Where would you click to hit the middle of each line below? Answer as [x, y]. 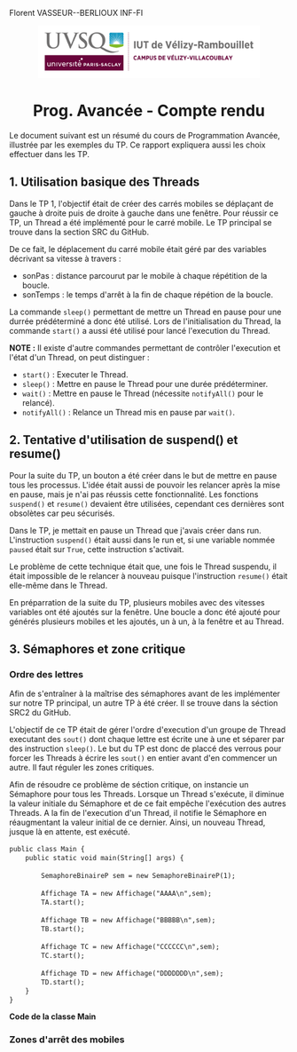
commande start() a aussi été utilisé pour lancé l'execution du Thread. [140, 330]
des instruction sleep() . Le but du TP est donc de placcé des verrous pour [145, 748]
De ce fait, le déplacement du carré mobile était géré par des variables [138, 249]
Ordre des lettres [47, 674]
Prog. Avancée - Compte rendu [149, 111]
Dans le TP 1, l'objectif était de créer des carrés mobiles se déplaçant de [141, 203]
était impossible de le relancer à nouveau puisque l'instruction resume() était [148, 575]
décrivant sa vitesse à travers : [65, 258]
